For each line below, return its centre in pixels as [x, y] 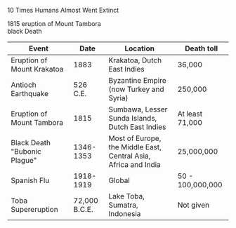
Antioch [24, 85]
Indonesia [125, 214]
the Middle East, [135, 147]
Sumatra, [123, 205]
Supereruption [34, 209]
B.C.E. [83, 209]
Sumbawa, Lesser [138, 109]
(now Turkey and [136, 89]
